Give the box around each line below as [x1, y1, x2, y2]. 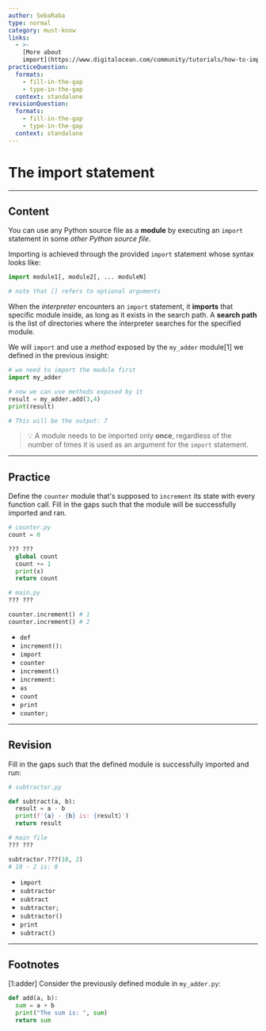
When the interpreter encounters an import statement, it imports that [8, 302, 234, 311]
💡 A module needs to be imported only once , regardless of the [27, 431, 232, 440]
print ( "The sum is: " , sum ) [15, 1009, 108, 1018]
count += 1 [15, 560, 51, 568]
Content [8, 204, 50, 218]
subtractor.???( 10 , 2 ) [8, 855, 83, 863]
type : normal [8, 19, 51, 27]
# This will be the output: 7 [8, 417, 108, 424]
